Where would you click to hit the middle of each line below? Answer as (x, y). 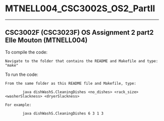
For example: (18, 105)
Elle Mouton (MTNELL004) (46, 40)
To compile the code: (26, 52)
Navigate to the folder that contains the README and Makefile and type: (82, 61)
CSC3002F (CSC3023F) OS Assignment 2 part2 (79, 33)
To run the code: (22, 74)
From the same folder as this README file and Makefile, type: (71, 83)
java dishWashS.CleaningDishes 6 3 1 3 (63, 113)
